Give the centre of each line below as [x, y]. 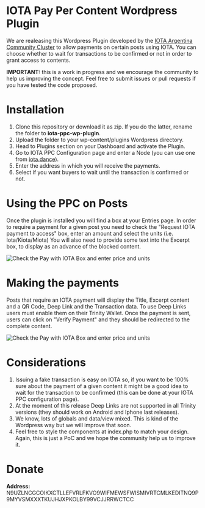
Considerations [46, 362]
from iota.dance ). [37, 159]
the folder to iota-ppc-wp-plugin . [58, 133]
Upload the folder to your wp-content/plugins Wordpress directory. [99, 140]
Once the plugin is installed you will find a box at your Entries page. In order [101, 220]
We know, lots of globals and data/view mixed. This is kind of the [97, 418]
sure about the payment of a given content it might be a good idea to [102, 386]
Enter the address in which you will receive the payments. [88, 165]
